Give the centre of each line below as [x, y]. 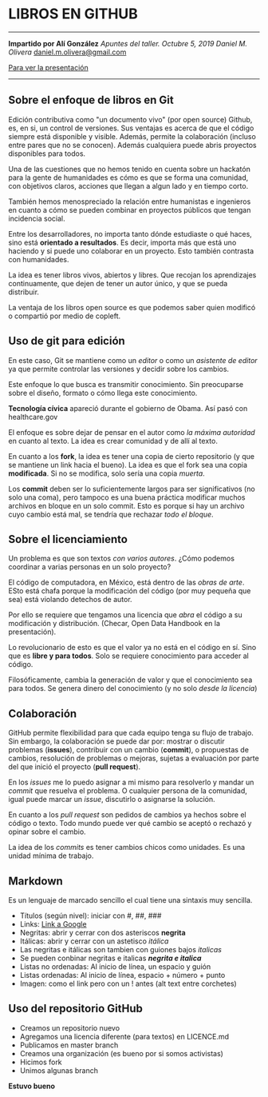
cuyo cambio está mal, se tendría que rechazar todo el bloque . [111, 514]
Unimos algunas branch [59, 1070]
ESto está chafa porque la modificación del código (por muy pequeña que [130, 591]
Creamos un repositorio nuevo [70, 1027]
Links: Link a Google [53, 924]
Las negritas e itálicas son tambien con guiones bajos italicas [120, 949]
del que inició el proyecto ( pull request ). [75, 767]
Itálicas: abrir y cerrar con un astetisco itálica [94, 941]
